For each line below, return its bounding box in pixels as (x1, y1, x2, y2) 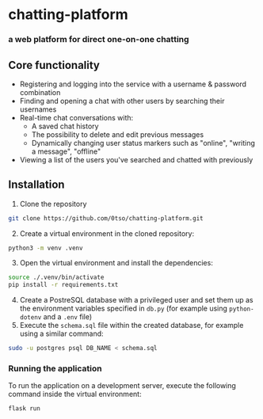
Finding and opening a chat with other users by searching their (19, 96, 225, 105)
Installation (8, 178, 65, 192)
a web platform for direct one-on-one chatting (8, 34, 189, 45)
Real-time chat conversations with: (19, 112, 134, 122)
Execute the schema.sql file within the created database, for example (19, 321, 244, 330)
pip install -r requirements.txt (8, 281, 119, 289)
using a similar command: (19, 329, 105, 338)
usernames (19, 105, 57, 114)
